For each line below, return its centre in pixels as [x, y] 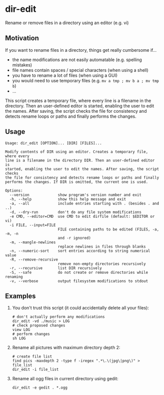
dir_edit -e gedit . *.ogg [40, 388]
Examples [20, 296]
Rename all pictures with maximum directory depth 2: [66, 348]
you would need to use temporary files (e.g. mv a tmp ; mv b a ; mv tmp [85, 80]
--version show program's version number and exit [75, 195]
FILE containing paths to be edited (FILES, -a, [109, 229]
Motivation [22, 38]
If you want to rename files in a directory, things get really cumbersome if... [81, 50]
